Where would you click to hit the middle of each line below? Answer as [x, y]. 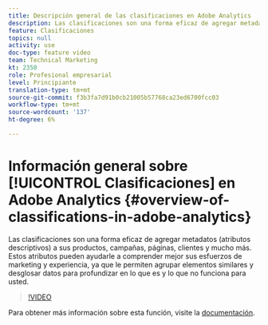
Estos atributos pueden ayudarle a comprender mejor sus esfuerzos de [125, 256]
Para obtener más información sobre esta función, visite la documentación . [132, 312]
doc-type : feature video [49, 53]
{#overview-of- [177, 200]
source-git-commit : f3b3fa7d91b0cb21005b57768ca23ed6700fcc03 [114, 97]
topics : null [30, 38]
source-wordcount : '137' [49, 113]
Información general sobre [98, 166]
